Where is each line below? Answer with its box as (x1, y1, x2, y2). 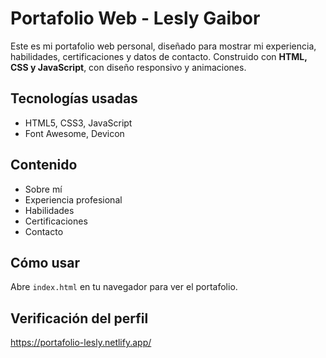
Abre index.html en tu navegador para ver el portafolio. (10, 281, 238, 293)
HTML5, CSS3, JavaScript (24, 117, 133, 129)
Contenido (10, 157, 78, 174)
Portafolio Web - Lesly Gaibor (10, 7, 261, 30)
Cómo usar (10, 254, 81, 271)
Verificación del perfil (10, 310, 149, 327)
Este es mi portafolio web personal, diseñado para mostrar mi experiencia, (10, 40, 317, 52)
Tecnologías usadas (10, 90, 138, 107)
